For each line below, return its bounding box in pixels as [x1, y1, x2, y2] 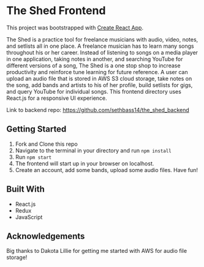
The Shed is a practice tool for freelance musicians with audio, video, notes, [6, 36, 198, 43]
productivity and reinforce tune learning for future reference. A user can [6, 68, 188, 75]
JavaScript [15, 213, 43, 220]
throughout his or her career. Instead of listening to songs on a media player [6, 48, 198, 56]
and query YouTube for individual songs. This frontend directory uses [6, 88, 182, 95]
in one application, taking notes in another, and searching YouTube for [6, 55, 183, 62]
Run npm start [15, 153, 52, 160]
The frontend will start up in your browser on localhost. [15, 160, 154, 167]
